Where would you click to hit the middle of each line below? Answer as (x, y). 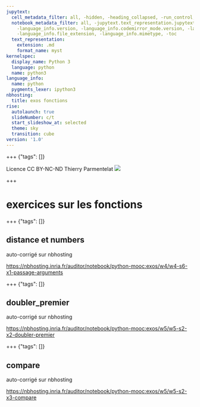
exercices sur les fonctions (74, 204)
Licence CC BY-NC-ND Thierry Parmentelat (60, 169)
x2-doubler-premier (31, 335)
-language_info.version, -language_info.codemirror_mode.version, (101, 28)
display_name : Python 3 (41, 62)
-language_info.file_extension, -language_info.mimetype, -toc (97, 34)
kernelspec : (21, 56)
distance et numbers (46, 240)
